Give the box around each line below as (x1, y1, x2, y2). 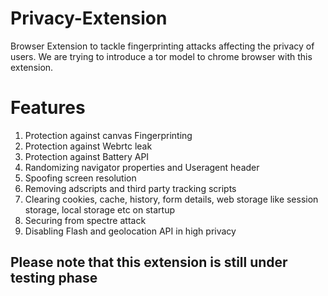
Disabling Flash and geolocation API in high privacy (24, 225, 237, 237)
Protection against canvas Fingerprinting (24, 129, 193, 141)
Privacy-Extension (10, 7, 168, 30)
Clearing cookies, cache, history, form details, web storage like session (24, 193, 319, 205)
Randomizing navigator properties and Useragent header (24, 161, 260, 173)
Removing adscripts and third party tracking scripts (24, 182, 237, 194)
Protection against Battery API (24, 150, 150, 162)
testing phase (10, 270, 98, 287)
